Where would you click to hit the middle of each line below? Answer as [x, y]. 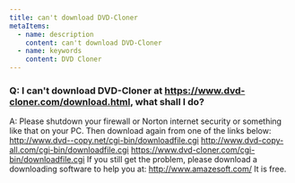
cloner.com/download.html [70, 101]
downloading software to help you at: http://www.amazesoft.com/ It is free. [148, 169]
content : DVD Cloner [64, 59]
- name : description [56, 34]
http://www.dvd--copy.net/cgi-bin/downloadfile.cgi [104, 141]
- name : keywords [50, 51]
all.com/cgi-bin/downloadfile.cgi [69, 150]
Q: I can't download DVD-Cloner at [86, 91]
